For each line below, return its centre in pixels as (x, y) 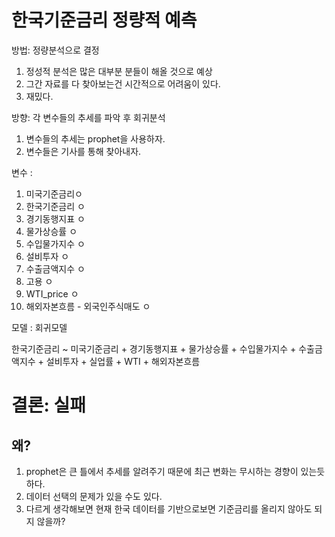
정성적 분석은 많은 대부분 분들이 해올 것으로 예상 (119, 71)
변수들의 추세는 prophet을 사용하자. (95, 138)
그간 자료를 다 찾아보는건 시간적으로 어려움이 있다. (123, 83)
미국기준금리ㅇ (54, 193)
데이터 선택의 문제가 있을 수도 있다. (94, 496)
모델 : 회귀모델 (39, 327)
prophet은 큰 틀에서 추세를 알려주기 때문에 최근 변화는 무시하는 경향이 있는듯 (175, 471)
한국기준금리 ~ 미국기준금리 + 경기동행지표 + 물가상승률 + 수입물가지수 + (154, 348)
